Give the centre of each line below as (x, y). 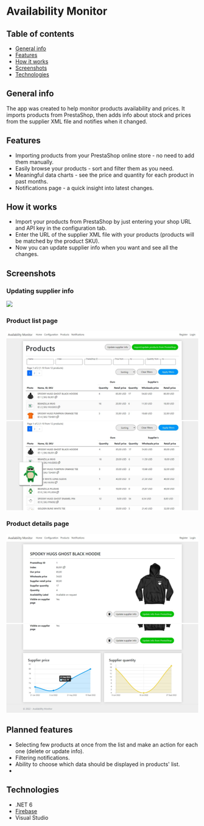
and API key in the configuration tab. (61, 228)
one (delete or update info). (49, 751)
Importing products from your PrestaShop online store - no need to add (105, 155)
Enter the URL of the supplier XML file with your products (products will (105, 235)
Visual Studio (32, 817)
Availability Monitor (57, 11)
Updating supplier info (40, 290)
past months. (32, 181)
